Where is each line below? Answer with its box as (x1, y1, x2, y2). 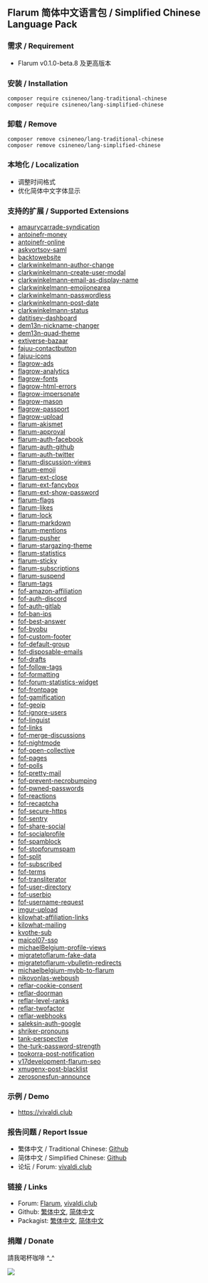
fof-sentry (17, 814, 48, 822)
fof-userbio (17, 890, 51, 898)
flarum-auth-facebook (17, 435, 83, 443)
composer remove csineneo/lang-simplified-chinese (7, 142, 161, 149)
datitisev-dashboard (17, 313, 77, 322)
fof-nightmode (17, 738, 61, 747)
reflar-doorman (17, 988, 63, 997)
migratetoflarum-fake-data (17, 950, 97, 959)
